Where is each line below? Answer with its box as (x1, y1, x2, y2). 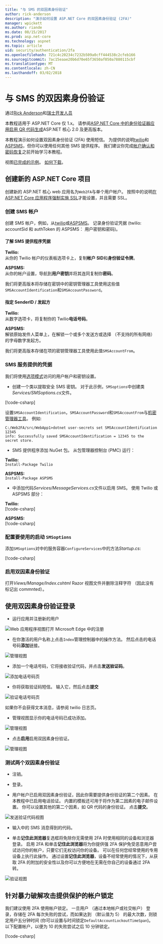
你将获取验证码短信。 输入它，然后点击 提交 (12, 684, 98, 690)
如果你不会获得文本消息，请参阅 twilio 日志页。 (5, 705, 99, 710)
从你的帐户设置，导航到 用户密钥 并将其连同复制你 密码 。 (5, 271, 115, 276)
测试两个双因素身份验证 (5, 759, 60, 766)
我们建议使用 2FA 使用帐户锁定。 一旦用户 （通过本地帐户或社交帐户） (5, 906, 145, 911)
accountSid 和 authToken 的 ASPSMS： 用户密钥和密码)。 (5, 226, 120, 232)
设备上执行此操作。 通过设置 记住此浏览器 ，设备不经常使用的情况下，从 (12, 853, 154, 859)
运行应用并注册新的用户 (12, 616, 59, 622)
